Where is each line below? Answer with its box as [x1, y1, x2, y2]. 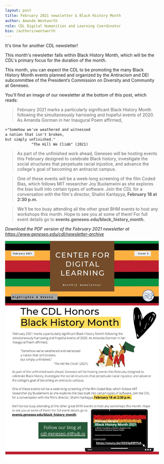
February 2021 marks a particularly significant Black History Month [17, 107, 152, 113]
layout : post [5, 8, 32, 13]
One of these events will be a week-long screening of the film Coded [17, 176, 155, 181]
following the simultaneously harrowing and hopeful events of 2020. [17, 112, 155, 118]
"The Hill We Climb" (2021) [31, 142, 89, 147]
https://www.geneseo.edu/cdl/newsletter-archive [5, 231, 104, 237]
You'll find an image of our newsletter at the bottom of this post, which [5, 92, 147, 98]
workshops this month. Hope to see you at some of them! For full [17, 211, 148, 217]
